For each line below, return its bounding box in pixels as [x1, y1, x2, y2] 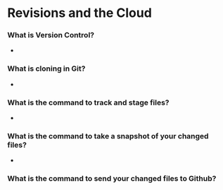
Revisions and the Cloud [7, 5, 153, 21]
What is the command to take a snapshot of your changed [7, 131, 209, 141]
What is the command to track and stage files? [7, 97, 170, 107]
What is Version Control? [7, 30, 95, 40]
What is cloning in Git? [7, 64, 86, 73]
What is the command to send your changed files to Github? [7, 174, 217, 184]
